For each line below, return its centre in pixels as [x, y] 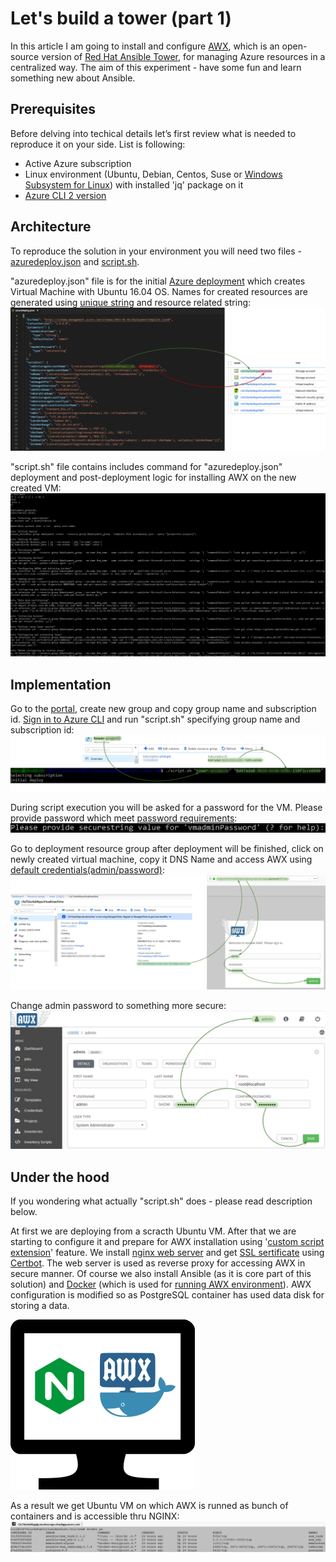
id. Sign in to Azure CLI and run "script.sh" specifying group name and [155, 719]
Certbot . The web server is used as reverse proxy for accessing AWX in [158, 1263]
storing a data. [40, 1305]
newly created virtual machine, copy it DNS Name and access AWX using [161, 859]
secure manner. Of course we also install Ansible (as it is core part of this [161, 1273]
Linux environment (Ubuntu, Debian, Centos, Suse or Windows [153, 174]
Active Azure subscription [78, 163]
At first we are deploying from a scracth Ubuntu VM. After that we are [153, 1231]
